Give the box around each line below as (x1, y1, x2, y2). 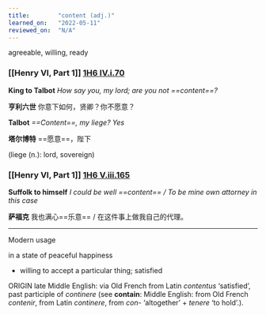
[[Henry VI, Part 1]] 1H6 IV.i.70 (8, 68, 125, 79)
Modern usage (8, 234, 56, 245)
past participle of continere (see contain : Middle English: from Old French (8, 289, 249, 298)
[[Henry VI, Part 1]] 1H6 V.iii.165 (8, 169, 131, 180)
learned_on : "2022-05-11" (8, 19, 101, 27)
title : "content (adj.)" (8, 11, 115, 20)
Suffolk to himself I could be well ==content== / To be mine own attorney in (8, 187, 257, 197)
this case (8, 195, 38, 205)
